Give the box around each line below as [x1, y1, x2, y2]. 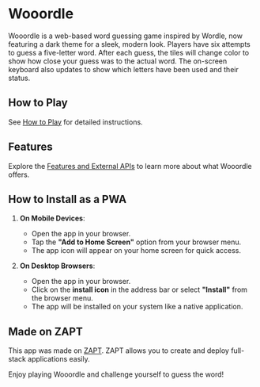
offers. [8, 170, 30, 179]
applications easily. [27, 354, 90, 364]
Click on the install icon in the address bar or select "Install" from [31, 285, 247, 294]
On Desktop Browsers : [19, 261, 96, 270]
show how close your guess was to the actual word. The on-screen [8, 56, 228, 66]
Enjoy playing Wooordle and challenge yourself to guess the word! [8, 370, 224, 379]
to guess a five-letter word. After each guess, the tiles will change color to [8, 48, 250, 57]
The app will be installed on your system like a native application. [31, 302, 243, 312]
